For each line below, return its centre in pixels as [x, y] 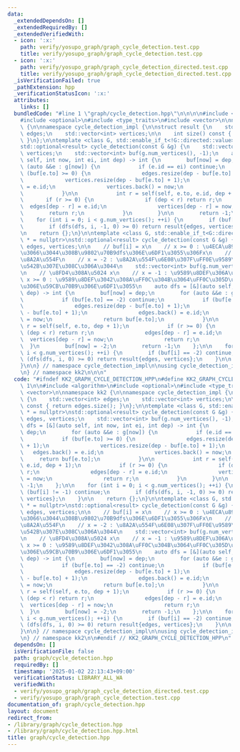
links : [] [35, 107]
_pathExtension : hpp [44, 87]
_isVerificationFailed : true [57, 80]
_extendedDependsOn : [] [49, 21]
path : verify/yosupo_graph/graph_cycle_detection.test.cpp [110, 47]
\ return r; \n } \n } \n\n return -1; [126, 214]
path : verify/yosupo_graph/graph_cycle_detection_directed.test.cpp [124, 67]
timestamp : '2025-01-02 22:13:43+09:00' [75, 671]
